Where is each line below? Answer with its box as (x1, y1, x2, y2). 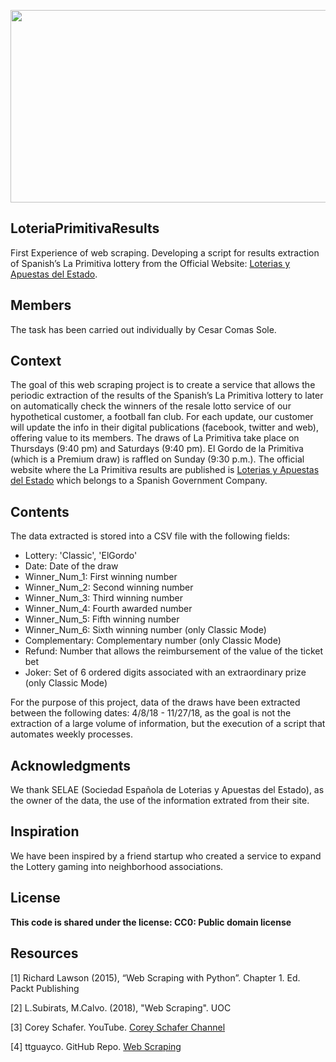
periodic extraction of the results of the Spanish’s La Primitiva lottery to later (10, 390, 324, 402)
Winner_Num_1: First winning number (24, 571, 178, 583)
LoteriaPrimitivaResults (10, 220, 160, 237)
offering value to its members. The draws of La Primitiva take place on (10, 432, 300, 444)
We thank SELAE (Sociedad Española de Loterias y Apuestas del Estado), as (10, 784, 325, 796)
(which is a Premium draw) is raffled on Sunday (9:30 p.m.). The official (10, 453, 305, 465)
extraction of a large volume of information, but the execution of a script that (10, 718, 326, 730)
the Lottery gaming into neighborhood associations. (10, 860, 224, 872)
